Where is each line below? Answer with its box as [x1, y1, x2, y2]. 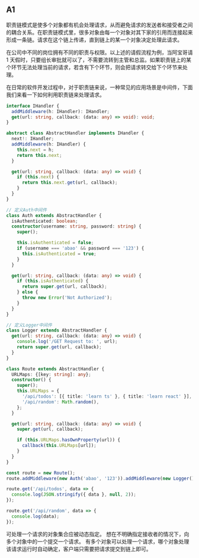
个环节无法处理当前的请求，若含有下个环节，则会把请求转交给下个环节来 [6, 64, 182, 71]
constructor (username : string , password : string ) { [11, 223, 142, 229]
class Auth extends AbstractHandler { [6, 212, 102, 219]
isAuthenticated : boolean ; [11, 218, 78, 224]
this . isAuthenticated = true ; [21, 251, 97, 257]
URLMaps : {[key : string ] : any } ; [11, 371, 92, 377]
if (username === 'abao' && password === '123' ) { [17, 245, 145, 251]
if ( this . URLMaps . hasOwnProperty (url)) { [17, 437, 120, 443]
